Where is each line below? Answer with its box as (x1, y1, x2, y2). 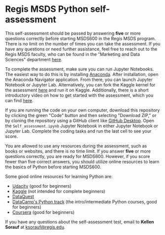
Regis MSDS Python (5, 3, 89, 15)
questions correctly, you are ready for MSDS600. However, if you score (5, 153, 150, 159)
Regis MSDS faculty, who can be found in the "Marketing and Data (5, 51, 140, 57)
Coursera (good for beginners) (12, 209, 75, 215)
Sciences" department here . (5, 56, 63, 62)
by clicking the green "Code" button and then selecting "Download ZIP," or (5, 112, 157, 118)
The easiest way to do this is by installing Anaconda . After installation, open (5, 71, 159, 77)
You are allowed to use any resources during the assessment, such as (5, 143, 147, 149)
